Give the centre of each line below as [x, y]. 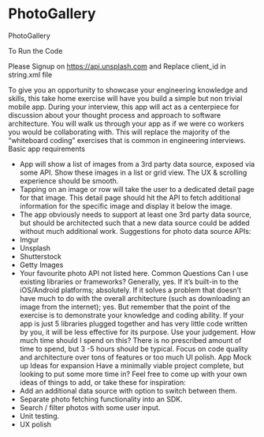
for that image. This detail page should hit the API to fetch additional [130, 198]
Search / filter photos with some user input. [90, 407]
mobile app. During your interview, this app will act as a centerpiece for [124, 107]
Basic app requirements [46, 149]
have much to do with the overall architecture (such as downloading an [135, 298]
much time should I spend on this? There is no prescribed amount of [130, 340]
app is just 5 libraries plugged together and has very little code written [134, 323]
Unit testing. [39, 416]
